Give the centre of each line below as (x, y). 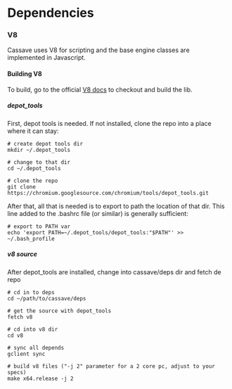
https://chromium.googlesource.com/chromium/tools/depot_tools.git (108, 193)
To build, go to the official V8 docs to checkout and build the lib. (100, 89)
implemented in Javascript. (46, 58)
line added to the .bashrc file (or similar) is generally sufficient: (98, 213)
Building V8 (25, 74)
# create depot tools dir (45, 144)
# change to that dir (39, 162)
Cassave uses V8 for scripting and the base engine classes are (98, 50)
